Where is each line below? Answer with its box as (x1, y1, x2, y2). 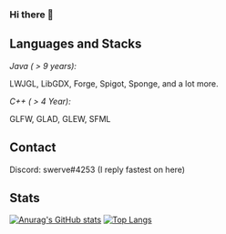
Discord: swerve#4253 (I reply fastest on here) (9, 164, 185, 175)
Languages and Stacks (9, 36, 142, 52)
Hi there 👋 (9, 8, 55, 21)
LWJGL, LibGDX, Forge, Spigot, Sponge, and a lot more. (9, 77, 219, 89)
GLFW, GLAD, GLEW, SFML (9, 113, 111, 124)
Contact (9, 140, 56, 156)
